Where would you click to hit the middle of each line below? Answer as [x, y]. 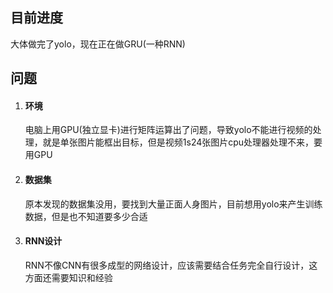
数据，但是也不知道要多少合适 [86, 216]
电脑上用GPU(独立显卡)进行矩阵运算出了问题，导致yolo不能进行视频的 [168, 130]
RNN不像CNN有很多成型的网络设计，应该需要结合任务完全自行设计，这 [171, 265]
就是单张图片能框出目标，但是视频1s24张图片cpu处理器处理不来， [178, 142]
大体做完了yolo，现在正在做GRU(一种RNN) [98, 44]
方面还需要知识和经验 [68, 277]
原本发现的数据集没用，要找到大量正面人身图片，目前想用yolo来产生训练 [173, 204]
